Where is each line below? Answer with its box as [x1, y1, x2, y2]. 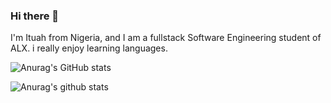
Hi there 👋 [10, 9, 60, 23]
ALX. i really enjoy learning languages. [10, 42, 168, 54]
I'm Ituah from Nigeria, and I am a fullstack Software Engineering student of [10, 32, 322, 44]
